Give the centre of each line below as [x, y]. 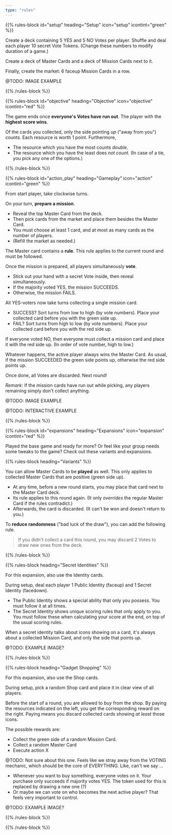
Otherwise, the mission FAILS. [44, 292]
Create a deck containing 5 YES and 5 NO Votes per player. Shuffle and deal [86, 40]
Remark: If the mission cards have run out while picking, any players [78, 385]
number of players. [33, 235]
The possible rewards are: [33, 729]
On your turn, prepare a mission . [40, 203]
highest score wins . [27, 122]
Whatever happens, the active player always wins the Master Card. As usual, [86, 354]
